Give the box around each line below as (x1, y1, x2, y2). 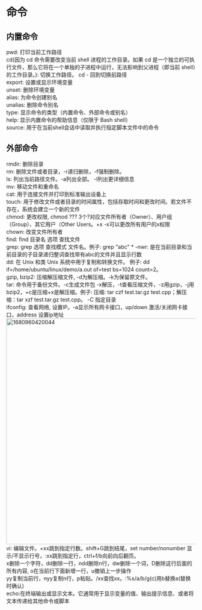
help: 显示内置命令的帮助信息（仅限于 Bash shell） (6, 116, 131, 124)
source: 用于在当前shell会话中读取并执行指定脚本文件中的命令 (6, 124, 159, 131)
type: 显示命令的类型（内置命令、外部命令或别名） (6, 109, 131, 116)
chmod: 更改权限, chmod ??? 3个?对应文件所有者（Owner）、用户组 (6, 213, 173, 220)
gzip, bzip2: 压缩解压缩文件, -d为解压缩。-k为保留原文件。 (6, 273, 151, 280)
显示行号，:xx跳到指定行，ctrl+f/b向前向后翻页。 (19, 552, 139, 559)
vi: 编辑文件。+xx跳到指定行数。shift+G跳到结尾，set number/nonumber (6, 544, 186, 552)
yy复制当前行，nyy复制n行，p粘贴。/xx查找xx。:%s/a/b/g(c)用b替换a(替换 (6, 574, 191, 582)
